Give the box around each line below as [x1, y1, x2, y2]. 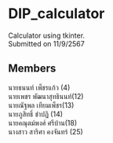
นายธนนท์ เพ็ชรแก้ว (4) [8, 82, 71, 92]
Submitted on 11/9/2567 [8, 38, 85, 48]
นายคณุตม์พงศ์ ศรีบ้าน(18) [8, 118, 78, 127]
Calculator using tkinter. [8, 31, 85, 40]
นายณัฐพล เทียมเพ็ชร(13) [8, 100, 75, 110]
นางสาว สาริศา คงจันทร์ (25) [8, 126, 84, 136]
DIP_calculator [8, 5, 105, 23]
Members [8, 62, 56, 75]
